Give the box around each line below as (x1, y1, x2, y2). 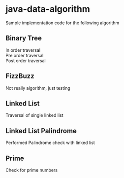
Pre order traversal (5, 52, 44, 58)
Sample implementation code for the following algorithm (5, 20, 120, 26)
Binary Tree (5, 34, 42, 42)
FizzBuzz (5, 72, 35, 80)
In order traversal (5, 47, 41, 53)
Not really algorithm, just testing (5, 85, 70, 91)
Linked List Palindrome (5, 127, 77, 135)
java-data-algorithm (5, 3, 91, 15)
